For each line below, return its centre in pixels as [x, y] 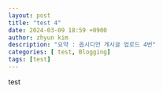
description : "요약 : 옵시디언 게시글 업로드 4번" [82, 45]
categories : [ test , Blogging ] [59, 52]
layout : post [30, 15]
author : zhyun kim [38, 37]
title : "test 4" [35, 23]
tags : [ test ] [30, 60]
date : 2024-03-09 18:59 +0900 [58, 30]
